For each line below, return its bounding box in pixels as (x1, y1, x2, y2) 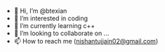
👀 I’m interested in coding (13, 14, 88, 22)
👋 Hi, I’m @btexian (13, 7, 67, 15)
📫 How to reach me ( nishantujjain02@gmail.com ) (13, 37, 159, 45)
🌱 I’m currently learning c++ (13, 22, 95, 30)
